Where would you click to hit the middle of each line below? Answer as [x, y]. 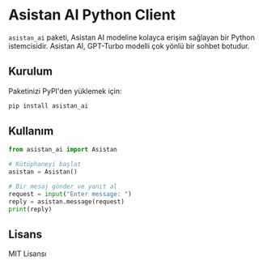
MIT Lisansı [28, 254]
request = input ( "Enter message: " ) [70, 194]
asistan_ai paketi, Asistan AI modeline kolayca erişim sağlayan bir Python [131, 37]
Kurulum [31, 72]
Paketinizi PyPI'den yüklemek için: [66, 91]
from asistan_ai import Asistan [63, 150]
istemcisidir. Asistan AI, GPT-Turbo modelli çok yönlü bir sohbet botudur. [129, 45]
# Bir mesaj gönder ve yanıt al [63, 187]
